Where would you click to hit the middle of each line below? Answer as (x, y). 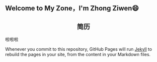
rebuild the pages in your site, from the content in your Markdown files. (78, 55)
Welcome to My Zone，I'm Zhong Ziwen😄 (72, 8)
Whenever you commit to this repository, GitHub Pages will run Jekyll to (79, 49)
